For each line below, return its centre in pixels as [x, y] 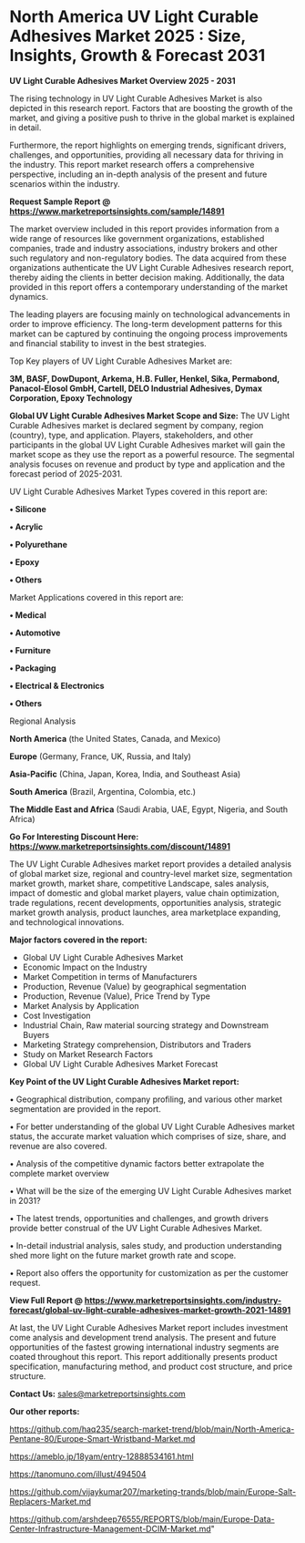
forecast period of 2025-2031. [66, 473]
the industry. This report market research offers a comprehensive [132, 164]
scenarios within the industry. [65, 183]
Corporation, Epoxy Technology [71, 397]
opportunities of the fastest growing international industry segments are [144, 1347]
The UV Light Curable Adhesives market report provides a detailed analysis [151, 864]
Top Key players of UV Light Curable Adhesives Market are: [121, 361]
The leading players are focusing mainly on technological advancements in [150, 314]
